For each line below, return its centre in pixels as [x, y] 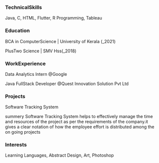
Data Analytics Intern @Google [36, 74]
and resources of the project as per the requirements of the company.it [77, 122]
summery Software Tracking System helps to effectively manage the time [79, 116]
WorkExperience [25, 64]
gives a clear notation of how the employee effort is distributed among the [80, 127]
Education [18, 31]
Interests [16, 145]
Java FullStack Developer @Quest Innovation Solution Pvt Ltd [67, 83]
